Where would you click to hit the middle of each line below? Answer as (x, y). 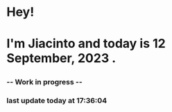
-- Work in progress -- (44, 82)
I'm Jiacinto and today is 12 (86, 44)
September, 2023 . (61, 58)
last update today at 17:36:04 (57, 101)
